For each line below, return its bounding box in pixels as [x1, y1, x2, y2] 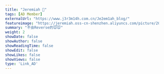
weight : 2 [5, 30, 25, 35]
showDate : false [5, 35, 38, 39]
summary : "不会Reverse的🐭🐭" [5, 25, 63, 30]
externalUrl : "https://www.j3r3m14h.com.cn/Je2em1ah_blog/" [5, 16, 130, 21]
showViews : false [5, 57, 41, 62]
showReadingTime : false [5, 43, 54, 48]
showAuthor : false [5, 39, 42, 44]
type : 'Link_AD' [5, 61, 38, 66]
